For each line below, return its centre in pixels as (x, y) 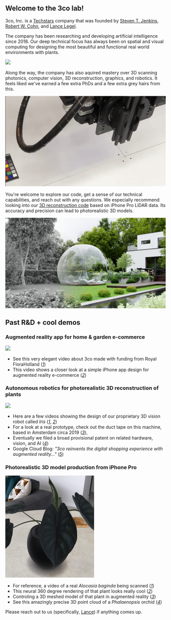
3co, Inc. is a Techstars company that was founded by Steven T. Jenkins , (82, 20)
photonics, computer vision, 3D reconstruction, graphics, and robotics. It (81, 78)
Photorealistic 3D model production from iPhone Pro (71, 467)
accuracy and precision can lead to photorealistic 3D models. (69, 211)
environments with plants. (32, 52)
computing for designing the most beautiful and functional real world (77, 47)
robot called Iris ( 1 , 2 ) (35, 421)
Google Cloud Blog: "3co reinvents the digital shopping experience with (88, 449)
